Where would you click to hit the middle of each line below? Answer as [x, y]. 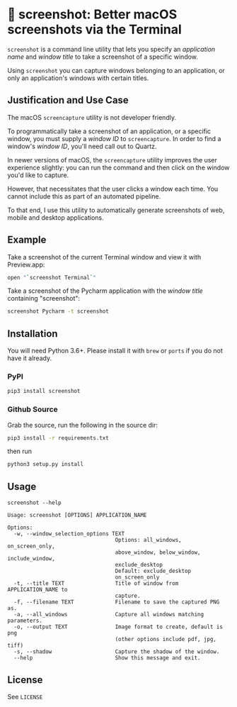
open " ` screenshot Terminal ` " [52, 277]
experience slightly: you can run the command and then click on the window [118, 167]
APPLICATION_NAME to [38, 590]
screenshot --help [34, 503]
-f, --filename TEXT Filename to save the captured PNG [117, 602]
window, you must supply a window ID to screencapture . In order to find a [114, 138]
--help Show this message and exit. [107, 658]
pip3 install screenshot [44, 391]
